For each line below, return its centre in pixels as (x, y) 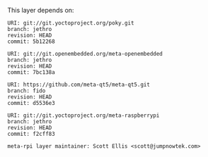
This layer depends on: (41, 10)
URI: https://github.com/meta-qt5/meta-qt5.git (79, 84)
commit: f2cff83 (31, 134)
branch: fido (27, 91)
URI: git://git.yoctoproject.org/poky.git (71, 23)
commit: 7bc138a (31, 73)
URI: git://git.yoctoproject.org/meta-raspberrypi (83, 115)
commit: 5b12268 (31, 42)
